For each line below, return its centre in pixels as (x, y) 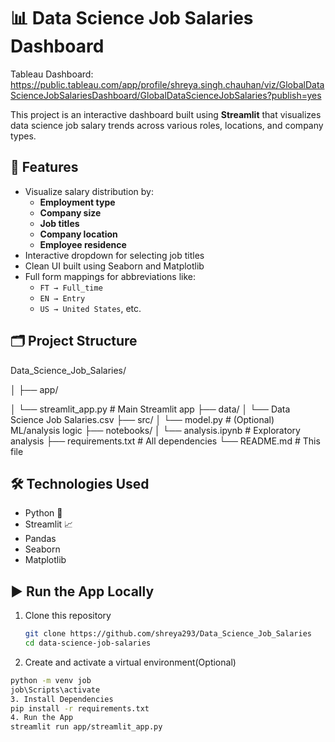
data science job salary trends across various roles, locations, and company (167, 125)
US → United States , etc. (90, 308)
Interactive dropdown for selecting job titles (114, 255)
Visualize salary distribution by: (89, 191)
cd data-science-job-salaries (88, 643)
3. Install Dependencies (62, 699)
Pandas (40, 539)
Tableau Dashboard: (52, 74)
